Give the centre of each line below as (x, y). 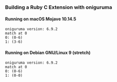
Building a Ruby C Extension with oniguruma (59, 7)
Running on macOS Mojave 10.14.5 (41, 19)
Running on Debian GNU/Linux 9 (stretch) (48, 52)
